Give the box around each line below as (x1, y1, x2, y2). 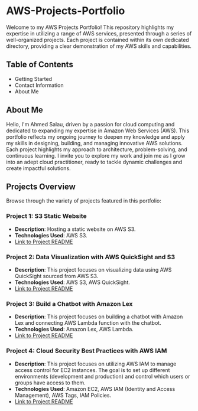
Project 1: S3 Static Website (6, 212, 87, 220)
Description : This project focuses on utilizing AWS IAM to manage (14, 360, 177, 367)
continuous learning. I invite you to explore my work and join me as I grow (6, 152, 186, 159)
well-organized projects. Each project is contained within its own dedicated (6, 36, 189, 43)
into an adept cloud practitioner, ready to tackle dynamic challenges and (6, 158, 183, 165)
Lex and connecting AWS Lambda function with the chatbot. (14, 319, 161, 327)
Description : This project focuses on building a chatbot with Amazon (14, 313, 183, 320)
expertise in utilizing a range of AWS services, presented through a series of (6, 30, 192, 37)
